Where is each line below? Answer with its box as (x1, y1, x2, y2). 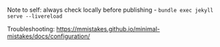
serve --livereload (7, 13, 63, 20)
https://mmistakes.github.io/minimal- (56, 25, 161, 33)
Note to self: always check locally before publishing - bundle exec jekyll (7, 6, 214, 14)
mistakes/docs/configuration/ (7, 32, 90, 40)
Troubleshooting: (7, 25, 55, 33)
